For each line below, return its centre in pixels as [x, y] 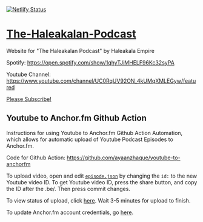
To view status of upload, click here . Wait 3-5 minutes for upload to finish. [98, 200]
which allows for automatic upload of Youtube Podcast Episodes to [90, 139]
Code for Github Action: [36, 158]
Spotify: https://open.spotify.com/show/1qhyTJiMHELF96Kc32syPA [90, 62]
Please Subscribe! [29, 99]
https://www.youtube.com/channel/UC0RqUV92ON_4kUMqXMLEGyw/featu [101, 81]
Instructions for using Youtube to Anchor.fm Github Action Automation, [95, 133]
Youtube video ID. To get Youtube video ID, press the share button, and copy [102, 182]
